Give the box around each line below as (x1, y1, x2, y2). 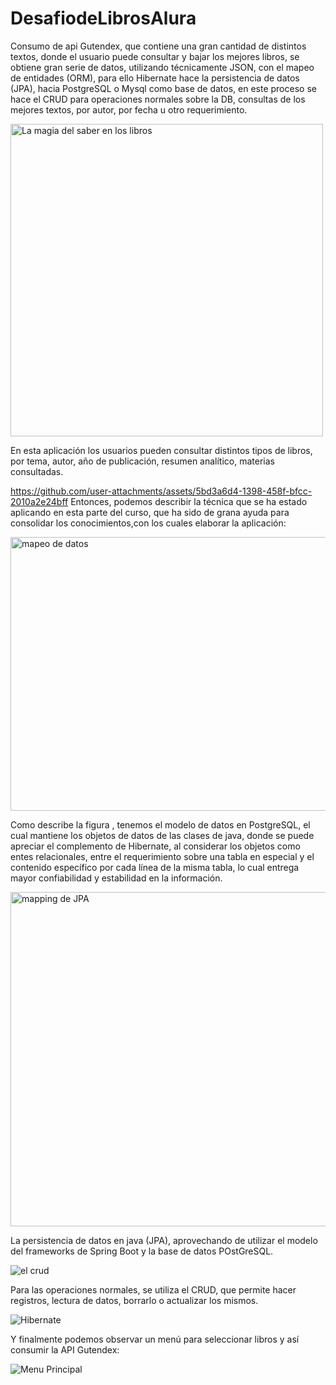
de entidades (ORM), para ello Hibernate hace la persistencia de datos (10, 72, 300, 84)
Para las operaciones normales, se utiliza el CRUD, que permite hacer (10, 1283, 297, 1296)
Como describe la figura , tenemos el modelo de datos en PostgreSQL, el (10, 818, 311, 831)
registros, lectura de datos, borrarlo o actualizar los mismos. (10, 1294, 259, 1306)
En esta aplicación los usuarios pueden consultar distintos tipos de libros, (10, 444, 313, 456)
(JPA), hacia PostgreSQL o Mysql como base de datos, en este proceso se (10, 82, 317, 94)
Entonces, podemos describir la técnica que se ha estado (70, 495, 308, 507)
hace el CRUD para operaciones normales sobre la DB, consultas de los (10, 93, 306, 105)
